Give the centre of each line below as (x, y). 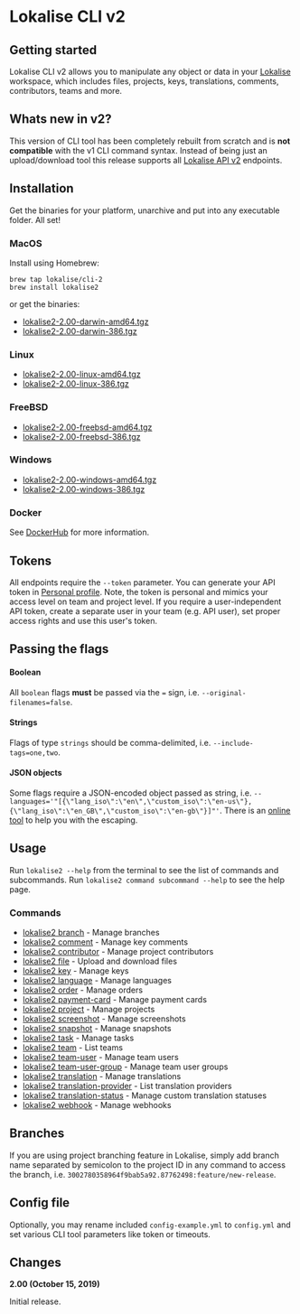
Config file (40, 1203)
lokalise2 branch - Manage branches (91, 933)
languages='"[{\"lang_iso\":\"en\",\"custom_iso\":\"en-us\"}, (131, 801)
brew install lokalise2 (54, 287)
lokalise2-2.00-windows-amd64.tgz (89, 480)
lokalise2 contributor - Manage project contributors (118, 952)
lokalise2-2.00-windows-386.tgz (84, 489)
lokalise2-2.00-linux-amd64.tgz (82, 374)
